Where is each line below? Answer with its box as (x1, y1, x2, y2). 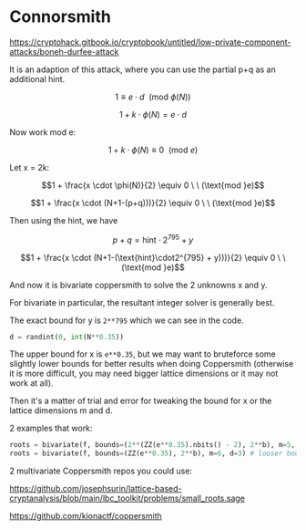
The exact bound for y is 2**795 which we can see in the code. (9, 315, 244, 326)
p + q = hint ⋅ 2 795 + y (112, 233, 194, 245)
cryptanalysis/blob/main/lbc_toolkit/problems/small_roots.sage (9, 493, 246, 504)
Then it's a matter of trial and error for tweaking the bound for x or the (9, 395, 272, 407)
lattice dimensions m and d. (9, 405, 113, 416)
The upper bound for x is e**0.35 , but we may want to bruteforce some (9, 348, 276, 359)
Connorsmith (9, 6, 111, 27)
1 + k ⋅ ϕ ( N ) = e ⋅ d (118, 109, 188, 120)
